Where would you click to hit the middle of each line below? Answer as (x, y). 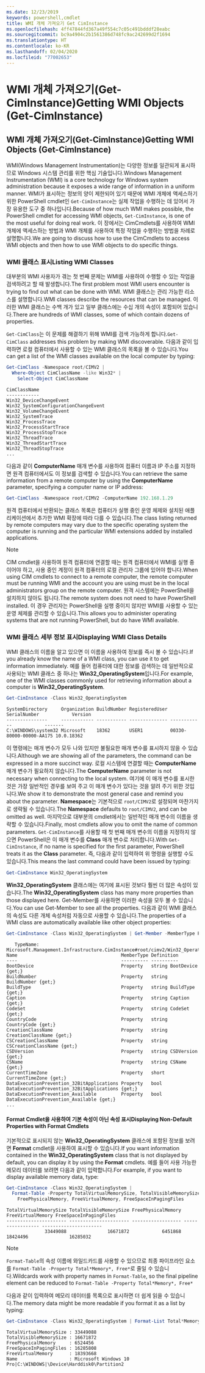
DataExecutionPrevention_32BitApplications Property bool (85, 1084)
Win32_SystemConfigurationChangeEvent (56, 406)
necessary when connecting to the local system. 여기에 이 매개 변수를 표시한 (101, 778)
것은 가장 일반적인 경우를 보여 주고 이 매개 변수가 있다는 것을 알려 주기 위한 (95, 786)
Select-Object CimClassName (53, 379)
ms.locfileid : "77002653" (39, 57)
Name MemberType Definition (92, 955)
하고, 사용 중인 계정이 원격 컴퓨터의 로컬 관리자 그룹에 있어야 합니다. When (110, 570)
